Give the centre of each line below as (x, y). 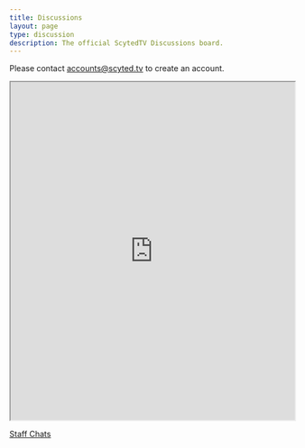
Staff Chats (30, 434)
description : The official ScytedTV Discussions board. (116, 43)
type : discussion (42, 34)
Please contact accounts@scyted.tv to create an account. (117, 69)
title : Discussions (46, 18)
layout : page (34, 26)
